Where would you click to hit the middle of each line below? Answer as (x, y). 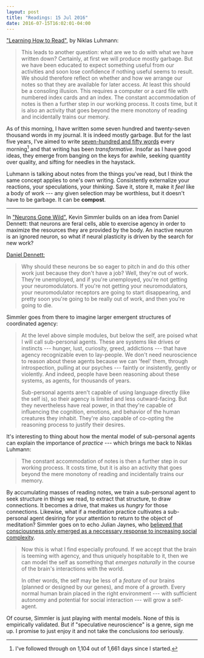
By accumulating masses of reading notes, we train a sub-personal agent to (101, 493)
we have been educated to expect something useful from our (98, 65)
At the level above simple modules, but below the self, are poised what (109, 336)
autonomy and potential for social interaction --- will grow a (96, 600)
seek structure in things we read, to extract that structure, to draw (89, 499)
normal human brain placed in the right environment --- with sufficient (109, 594)
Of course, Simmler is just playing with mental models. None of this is (93, 618)
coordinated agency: (32, 324)
